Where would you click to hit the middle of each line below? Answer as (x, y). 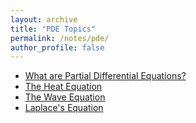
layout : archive (44, 19)
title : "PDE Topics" (53, 29)
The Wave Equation (65, 97)
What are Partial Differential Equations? (105, 76)
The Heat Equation (63, 87)
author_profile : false (57, 47)
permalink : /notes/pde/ (60, 38)
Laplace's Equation (64, 108)
